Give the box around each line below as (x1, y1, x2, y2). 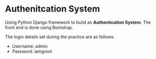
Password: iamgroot (12, 48, 52, 54)
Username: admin (12, 43, 48, 49)
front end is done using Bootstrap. (5, 24, 74, 30)
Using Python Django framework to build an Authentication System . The (5, 19, 151, 25)
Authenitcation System (5, 3, 100, 15)
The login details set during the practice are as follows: (5, 34, 115, 40)
